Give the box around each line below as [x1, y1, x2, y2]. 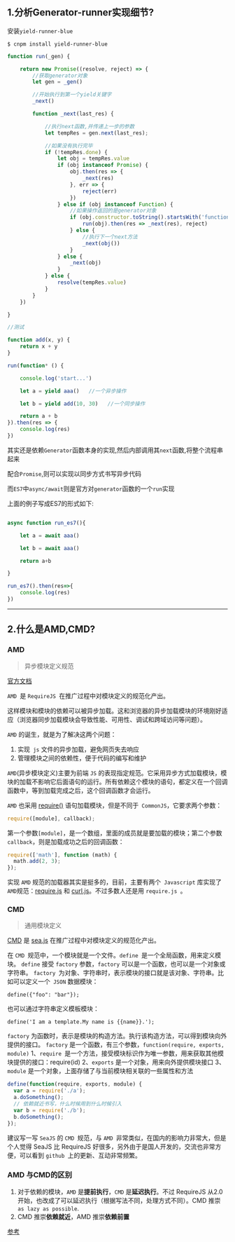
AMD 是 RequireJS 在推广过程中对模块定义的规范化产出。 [7, 691, 170, 700]
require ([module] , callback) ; [7, 815, 96, 822]
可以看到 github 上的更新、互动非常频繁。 [19, 1151, 142, 1159]
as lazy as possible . [17, 1204, 79, 1213]
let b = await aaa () [20, 545, 80, 552]
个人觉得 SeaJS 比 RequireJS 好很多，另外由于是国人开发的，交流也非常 [7, 1142, 215, 1151]
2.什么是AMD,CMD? [7, 623, 96, 636]
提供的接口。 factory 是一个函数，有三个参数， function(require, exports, [7, 1040, 225, 1049]
